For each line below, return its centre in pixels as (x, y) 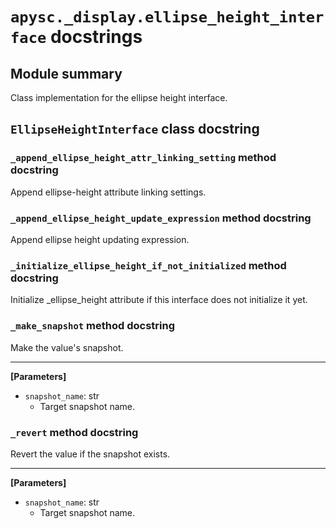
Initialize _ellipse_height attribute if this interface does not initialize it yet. (159, 300)
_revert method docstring (74, 432)
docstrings (96, 37)
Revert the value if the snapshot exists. (90, 454)
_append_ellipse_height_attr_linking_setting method (143, 158)
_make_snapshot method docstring (93, 326)
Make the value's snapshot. (67, 347)
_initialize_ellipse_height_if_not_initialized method (148, 265)
